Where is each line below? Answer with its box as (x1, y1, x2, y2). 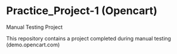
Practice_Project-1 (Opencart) (6, 4, 158, 18)
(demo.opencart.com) (6, 41, 60, 48)
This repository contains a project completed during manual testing (6, 35, 172, 42)
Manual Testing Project (6, 23, 63, 31)
